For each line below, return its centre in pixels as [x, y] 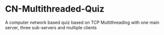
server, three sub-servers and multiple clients [51, 27]
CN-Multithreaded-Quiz [55, 9]
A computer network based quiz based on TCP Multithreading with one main [82, 22]
